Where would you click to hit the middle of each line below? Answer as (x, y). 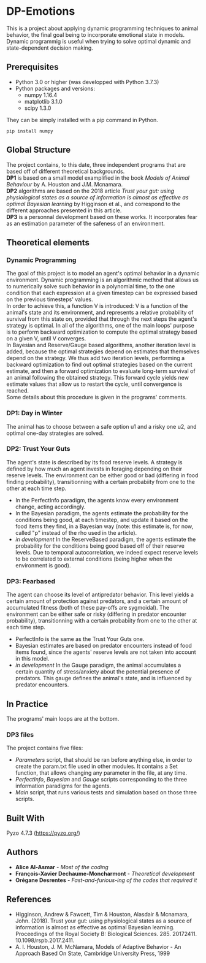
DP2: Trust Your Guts (38, 449)
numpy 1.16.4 (41, 95)
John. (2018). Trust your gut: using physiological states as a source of (103, 921)
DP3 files (20, 734)
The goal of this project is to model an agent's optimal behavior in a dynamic (103, 274)
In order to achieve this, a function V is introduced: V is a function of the (97, 306)
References (29, 900)
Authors (22, 852)
